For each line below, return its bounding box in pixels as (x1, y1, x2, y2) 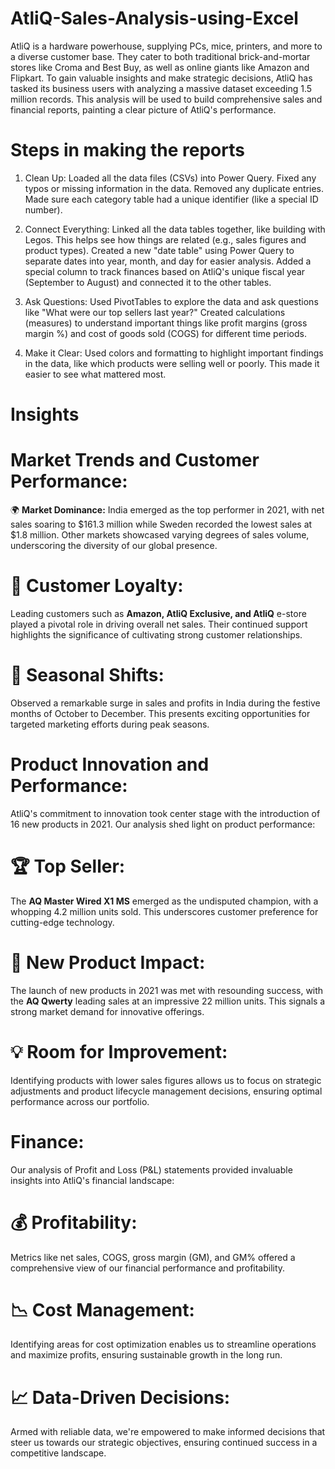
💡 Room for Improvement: (10, 1040, 228, 1063)
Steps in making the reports (10, 139, 245, 162)
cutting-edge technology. (10, 916, 115, 928)
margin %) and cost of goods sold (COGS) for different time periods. (24, 327, 308, 339)
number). (24, 203, 63, 216)
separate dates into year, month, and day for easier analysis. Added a (24, 255, 312, 267)
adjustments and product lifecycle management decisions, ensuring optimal (10, 1085, 323, 1097)
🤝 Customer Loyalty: (10, 575, 184, 597)
